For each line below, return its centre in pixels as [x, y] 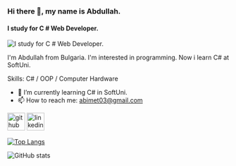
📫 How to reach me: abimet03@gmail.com [80, 100]
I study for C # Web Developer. [53, 28]
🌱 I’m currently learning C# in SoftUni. [73, 93]
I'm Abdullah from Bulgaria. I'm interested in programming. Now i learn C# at [118, 58]
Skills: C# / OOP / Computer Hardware [63, 79]
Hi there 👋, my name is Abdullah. [64, 11]
